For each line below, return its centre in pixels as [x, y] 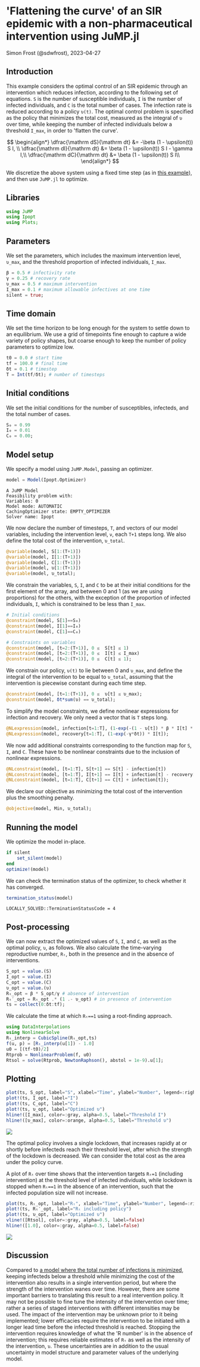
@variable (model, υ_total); [41, 574]
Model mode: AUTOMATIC [34, 506]
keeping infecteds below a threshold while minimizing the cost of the [90, 1276]
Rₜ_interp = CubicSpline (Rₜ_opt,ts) [51, 1038]
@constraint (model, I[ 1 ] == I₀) [44, 626]
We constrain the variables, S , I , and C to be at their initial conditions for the [99, 585]
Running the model [42, 827]
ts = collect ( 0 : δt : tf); [36, 1005]
